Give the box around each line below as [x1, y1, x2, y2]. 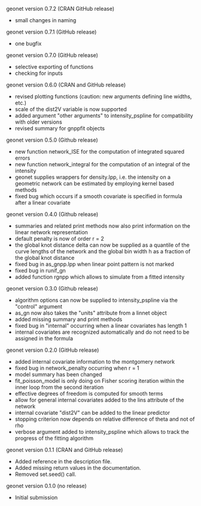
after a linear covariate [14, 199, 71, 206]
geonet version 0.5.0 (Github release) [6, 136, 99, 143]
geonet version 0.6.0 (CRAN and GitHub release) [6, 81, 126, 88]
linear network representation [14, 229, 89, 236]
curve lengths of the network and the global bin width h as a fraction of [14, 248, 191, 255]
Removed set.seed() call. [14, 471, 77, 478]
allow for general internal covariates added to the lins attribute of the [14, 396, 184, 403]
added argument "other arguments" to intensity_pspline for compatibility [14, 112, 193, 119]
